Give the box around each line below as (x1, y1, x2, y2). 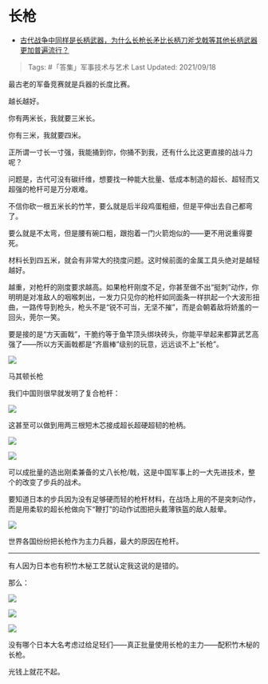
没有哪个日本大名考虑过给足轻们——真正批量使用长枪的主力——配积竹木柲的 (8, 639, 260, 649)
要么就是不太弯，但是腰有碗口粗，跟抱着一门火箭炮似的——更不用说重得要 (8, 228, 253, 238)
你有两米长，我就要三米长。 (8, 113, 100, 122)
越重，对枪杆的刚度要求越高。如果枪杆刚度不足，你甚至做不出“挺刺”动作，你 (8, 282, 259, 292)
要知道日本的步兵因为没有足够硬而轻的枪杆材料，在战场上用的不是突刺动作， (8, 494, 260, 504)
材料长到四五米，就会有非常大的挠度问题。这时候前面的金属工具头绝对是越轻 (8, 255, 260, 265)
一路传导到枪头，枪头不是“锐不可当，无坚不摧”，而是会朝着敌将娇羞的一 (22, 302, 259, 312)
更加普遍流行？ (19, 45, 69, 54)
